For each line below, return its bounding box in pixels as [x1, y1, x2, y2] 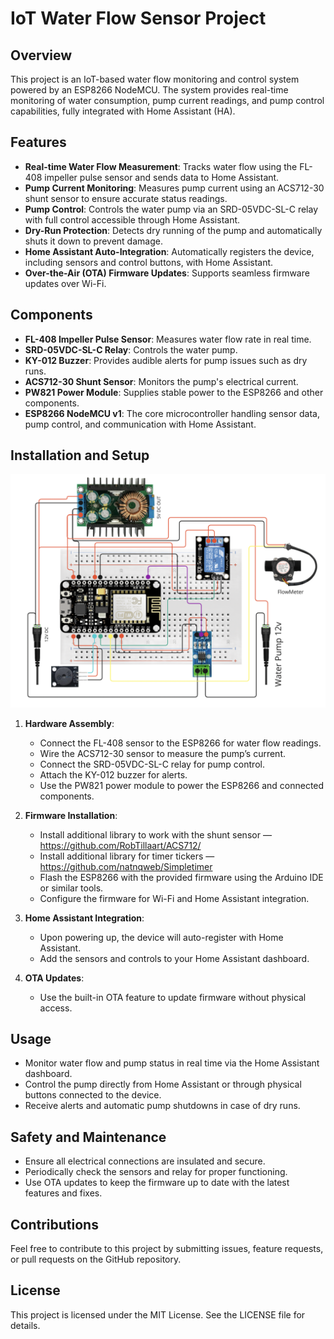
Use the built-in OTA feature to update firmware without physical [39, 991, 307, 1003]
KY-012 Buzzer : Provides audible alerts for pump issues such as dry [24, 354, 308, 366]
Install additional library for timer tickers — [39, 850, 215, 862]
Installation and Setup [10, 447, 150, 464]
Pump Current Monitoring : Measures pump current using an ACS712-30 [24, 182, 325, 194]
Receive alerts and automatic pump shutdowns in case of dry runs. [24, 1100, 301, 1112]
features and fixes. [24, 1187, 103, 1199]
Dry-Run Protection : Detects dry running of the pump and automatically [24, 224, 323, 236]
